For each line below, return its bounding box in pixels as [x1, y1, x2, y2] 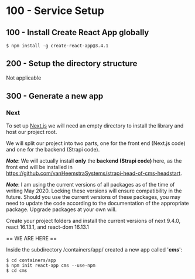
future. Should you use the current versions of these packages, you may [6, 193, 181, 200]
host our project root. [6, 128, 57, 135]
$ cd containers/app [6, 257, 57, 263]
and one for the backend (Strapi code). [6, 146, 100, 153]
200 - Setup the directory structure [6, 58, 138, 68]
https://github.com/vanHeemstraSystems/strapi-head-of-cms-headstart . [6, 170, 183, 177]
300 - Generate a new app [6, 91, 104, 101]
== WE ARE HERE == [6, 235, 57, 242]
